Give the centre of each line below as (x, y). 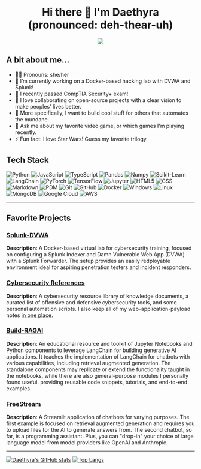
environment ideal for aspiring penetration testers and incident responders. (99, 267)
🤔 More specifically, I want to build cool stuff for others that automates (101, 113)
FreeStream (24, 404)
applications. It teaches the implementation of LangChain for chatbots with (98, 356)
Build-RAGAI (25, 331)
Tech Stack (28, 160)
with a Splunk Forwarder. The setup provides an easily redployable (88, 261)
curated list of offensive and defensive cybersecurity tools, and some (92, 302)
